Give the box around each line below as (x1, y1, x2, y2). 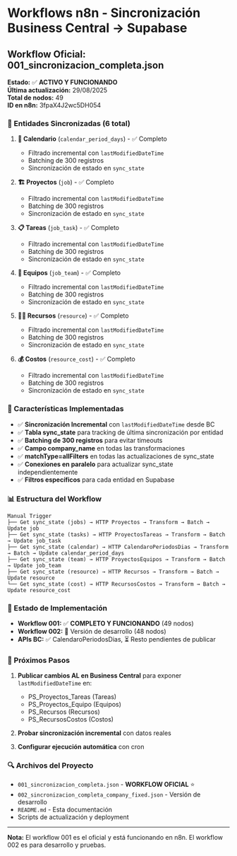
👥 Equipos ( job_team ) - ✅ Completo (17, 269, 121, 277)
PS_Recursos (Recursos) (28, 707, 100, 716)
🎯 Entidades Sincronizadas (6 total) (7, 118, 130, 128)
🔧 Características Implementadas (7, 404, 124, 414)
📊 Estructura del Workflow (7, 494, 102, 504)
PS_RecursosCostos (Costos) (28, 715, 114, 724)
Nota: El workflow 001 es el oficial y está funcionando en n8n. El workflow (7, 833, 224, 841)
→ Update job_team (7, 562, 61, 569)
